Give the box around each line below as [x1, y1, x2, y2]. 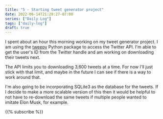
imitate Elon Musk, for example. [5, 99, 69, 105]
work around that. [5, 74, 41, 80]
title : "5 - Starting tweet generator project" [5, 7, 104, 12]
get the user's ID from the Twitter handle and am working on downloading [5, 49, 154, 55]
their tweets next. [5, 54, 41, 60]
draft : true [5, 25, 29, 30]
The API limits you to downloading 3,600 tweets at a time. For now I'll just [5, 64, 153, 70]
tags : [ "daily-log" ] [5, 21, 47, 26]
